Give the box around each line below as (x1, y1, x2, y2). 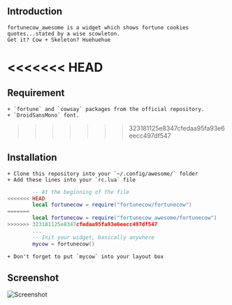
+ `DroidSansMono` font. (7, 112, 80, 119)
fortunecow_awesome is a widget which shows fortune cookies (7, 24, 189, 31)
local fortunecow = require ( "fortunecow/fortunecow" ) (32, 202, 192, 209)
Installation (7, 151, 57, 163)
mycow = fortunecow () (32, 240, 96, 247)
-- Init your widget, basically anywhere (32, 234, 155, 241)
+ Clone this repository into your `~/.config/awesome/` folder (7, 170, 198, 177)
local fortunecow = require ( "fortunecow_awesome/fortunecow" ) (32, 214, 217, 222)
